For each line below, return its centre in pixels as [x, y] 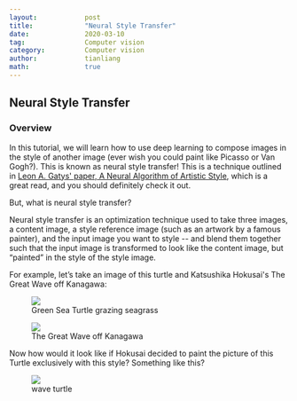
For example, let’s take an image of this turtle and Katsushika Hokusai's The [147, 274]
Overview [31, 128]
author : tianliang [65, 59]
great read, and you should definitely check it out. [100, 185]
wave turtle [52, 389]
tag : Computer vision [77, 42]
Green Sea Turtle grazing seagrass [95, 310]
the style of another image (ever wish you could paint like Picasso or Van [142, 157]
